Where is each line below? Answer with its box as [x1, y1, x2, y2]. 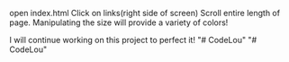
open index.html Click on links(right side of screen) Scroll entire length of [9, 8, 281, 18]
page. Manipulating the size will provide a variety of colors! [9, 17, 229, 28]
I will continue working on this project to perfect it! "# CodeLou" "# [9, 35, 257, 45]
